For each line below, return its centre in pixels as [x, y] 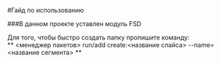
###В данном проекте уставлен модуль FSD [74, 24]
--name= [201, 45]
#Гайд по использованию [46, 10]
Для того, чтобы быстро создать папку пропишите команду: [98, 37]
